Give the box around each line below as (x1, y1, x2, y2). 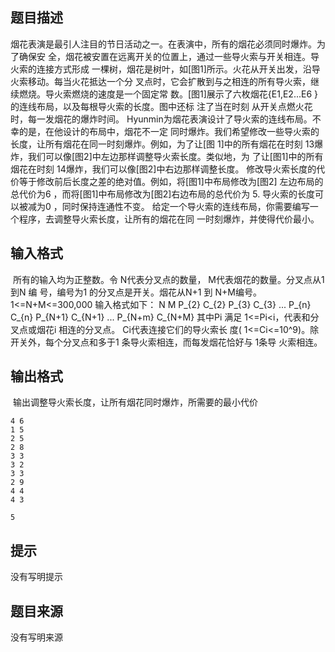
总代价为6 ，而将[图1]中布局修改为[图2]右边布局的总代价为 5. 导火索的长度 (10, 188, 316, 200)
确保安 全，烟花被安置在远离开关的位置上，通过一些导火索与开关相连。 (18, 50, 311, 62)
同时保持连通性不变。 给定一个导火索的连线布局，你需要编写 (61, 200, 310, 212)
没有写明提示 (10, 571, 63, 583)
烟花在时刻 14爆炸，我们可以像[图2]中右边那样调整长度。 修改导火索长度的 (10, 163, 317, 175)
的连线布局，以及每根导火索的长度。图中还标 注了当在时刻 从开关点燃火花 (10, 100, 313, 112)
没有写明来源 (10, 631, 63, 643)
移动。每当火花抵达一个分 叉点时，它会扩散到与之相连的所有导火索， (27, 75, 311, 87)
